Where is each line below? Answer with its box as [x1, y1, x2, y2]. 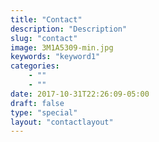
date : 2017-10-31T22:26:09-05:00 [10, 89, 150, 99]
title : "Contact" [10, 14, 83, 25]
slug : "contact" [10, 33, 78, 43]
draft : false [10, 98, 65, 108]
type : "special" [10, 107, 78, 118]
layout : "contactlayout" [10, 117, 114, 127]
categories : [10, 61, 60, 71]
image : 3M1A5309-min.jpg [10, 42, 114, 53]
